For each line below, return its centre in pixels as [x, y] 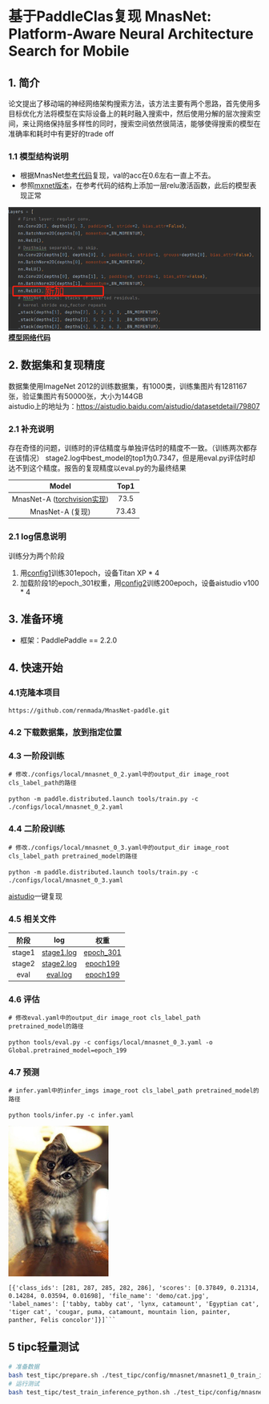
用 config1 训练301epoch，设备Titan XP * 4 [90, 573]
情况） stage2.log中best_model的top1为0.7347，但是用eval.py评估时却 [139, 458]
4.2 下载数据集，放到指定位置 [65, 733]
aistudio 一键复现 [35, 896]
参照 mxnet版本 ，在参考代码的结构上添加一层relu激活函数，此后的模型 [134, 186]
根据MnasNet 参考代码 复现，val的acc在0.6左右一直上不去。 [118, 175]
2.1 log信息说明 [37, 537]
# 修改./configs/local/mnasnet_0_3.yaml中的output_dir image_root [119, 847]
